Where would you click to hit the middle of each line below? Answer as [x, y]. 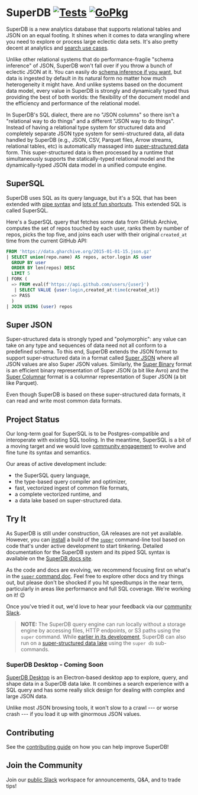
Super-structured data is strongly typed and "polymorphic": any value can [96, 339]
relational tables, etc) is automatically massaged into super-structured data [98, 146]
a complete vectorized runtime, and [58, 494]
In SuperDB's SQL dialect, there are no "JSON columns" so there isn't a [92, 115]
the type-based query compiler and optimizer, [71, 481]
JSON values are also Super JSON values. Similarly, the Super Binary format [99, 364]
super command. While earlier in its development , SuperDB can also [103, 637]
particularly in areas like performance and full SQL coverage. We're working [98, 589]
